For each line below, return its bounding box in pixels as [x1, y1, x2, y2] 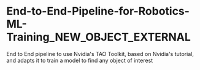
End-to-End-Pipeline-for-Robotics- [6, 4, 190, 18]
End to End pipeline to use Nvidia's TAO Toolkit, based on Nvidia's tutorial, [6, 50, 194, 57]
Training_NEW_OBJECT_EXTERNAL [6, 30, 191, 44]
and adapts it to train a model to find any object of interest [6, 57, 153, 64]
